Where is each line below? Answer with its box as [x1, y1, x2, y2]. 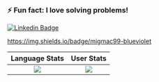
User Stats [70, 54, 107, 63]
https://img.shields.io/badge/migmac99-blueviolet [7, 37, 152, 46]
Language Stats [10, 54, 64, 63]
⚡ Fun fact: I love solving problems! [7, 5, 129, 15]
